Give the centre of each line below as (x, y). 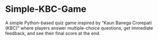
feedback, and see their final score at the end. (53, 33)
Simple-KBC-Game (46, 9)
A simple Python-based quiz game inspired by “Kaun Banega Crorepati (78, 23)
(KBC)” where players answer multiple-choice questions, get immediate (79, 28)
